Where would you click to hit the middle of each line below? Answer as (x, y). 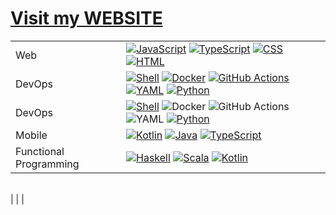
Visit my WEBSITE (86, 18)
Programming (47, 164)
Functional (40, 151)
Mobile (31, 135)
